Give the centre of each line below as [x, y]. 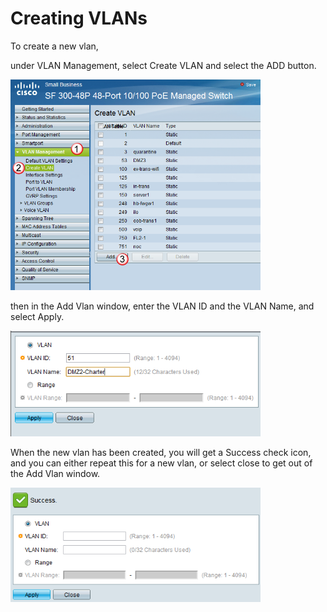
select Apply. [37, 316]
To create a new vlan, [54, 46]
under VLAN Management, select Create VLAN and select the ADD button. [163, 65]
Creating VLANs [79, 18]
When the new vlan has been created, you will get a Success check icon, [161, 452]
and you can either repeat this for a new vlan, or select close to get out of [161, 463]
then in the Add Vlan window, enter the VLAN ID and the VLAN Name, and [162, 306]
